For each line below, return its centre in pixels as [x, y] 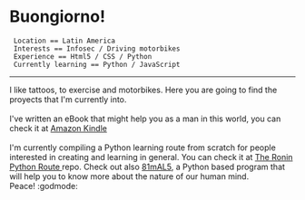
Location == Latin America [64, 41]
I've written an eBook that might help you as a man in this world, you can [145, 119]
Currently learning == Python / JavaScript [97, 64]
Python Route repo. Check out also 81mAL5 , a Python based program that [148, 167]
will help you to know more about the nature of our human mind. [129, 176]
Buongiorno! [58, 17]
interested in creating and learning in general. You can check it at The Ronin [151, 157]
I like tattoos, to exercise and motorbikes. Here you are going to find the [143, 90]
